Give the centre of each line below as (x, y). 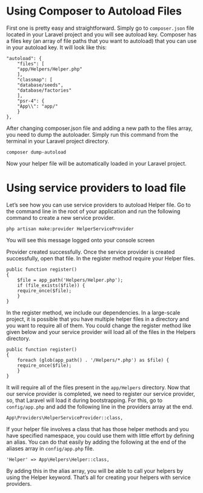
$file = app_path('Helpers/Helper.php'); (70, 280)
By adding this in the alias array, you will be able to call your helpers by (95, 471)
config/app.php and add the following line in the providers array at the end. (100, 406)
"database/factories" (44, 90)
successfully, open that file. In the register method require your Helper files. (101, 258)
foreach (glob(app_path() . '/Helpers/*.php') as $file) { (93, 360)
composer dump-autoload (36, 152)
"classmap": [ (35, 80)
